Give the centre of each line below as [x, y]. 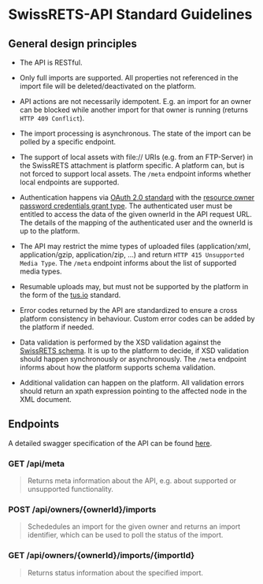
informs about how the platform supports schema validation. [117, 367]
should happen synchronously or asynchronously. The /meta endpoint [133, 359]
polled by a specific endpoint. [68, 142]
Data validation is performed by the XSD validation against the [120, 342]
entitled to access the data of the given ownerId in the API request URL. [135, 214]
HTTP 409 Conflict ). [52, 118]
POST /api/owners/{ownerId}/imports [82, 510]
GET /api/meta [37, 463]
